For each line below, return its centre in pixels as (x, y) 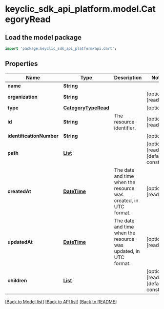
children (17, 280)
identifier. (125, 128)
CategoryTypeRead (86, 107)
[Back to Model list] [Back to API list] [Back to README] (61, 302)
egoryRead (28, 19)
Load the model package (43, 37)
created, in (126, 200)
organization (23, 97)
